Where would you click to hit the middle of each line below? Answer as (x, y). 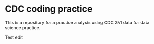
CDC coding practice (49, 9)
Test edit (14, 37)
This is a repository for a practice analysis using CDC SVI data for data (77, 22)
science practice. (23, 27)
